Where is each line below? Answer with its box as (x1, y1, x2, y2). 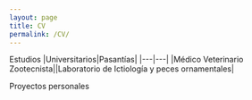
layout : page (9, 12, 58, 22)
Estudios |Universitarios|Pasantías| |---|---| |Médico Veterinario (9, 54, 244, 65)
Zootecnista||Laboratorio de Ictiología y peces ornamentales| (9, 63, 235, 74)
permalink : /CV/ (9, 29, 70, 38)
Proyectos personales (9, 81, 89, 92)
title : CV (9, 21, 46, 30)
